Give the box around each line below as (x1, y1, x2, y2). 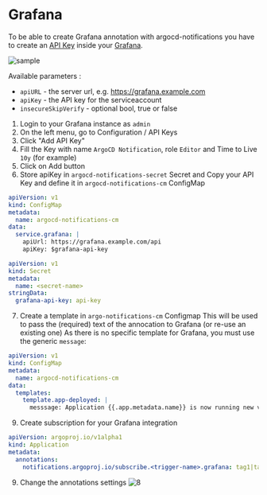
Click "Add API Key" (19, 135, 86, 145)
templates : (15, 388, 52, 397)
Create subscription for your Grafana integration (19, 418, 178, 427)
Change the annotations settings (19, 477, 127, 487)
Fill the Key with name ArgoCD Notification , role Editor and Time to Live (19, 144, 257, 154)
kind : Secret (8, 267, 52, 275)
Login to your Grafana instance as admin (19, 119, 151, 128)
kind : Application (8, 441, 69, 449)
